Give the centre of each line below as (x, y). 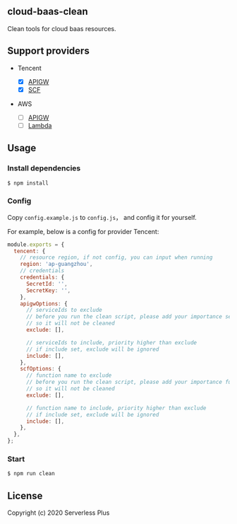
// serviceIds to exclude (64, 310)
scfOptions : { (41, 369)
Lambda (40, 125)
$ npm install (28, 183)
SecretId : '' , (47, 284)
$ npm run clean (31, 474)
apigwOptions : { (44, 303)
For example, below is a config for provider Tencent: (83, 231)
